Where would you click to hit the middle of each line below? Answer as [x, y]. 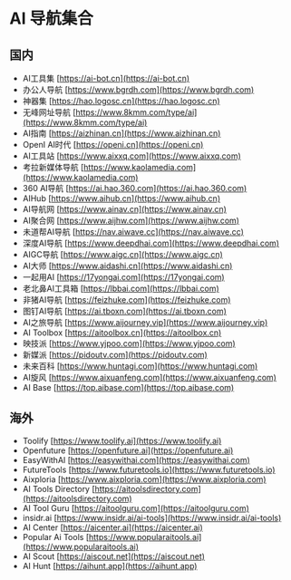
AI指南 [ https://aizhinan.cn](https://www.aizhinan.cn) [121, 133]
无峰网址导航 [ [49, 112]
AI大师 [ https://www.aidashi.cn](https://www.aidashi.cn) [127, 266]
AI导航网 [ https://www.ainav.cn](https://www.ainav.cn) [124, 209]
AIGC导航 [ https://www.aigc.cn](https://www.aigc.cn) [123, 254]
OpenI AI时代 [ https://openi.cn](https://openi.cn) [113, 145]
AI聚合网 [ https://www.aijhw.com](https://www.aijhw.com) [131, 220]
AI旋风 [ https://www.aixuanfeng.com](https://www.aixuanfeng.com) [149, 377]
